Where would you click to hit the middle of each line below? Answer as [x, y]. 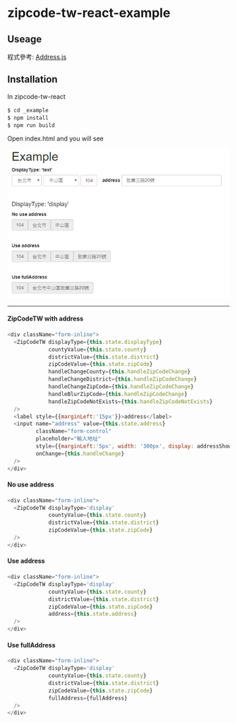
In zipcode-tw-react [36, 96]
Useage [25, 39]
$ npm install [28, 118]
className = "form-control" [74, 431]
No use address [31, 484]
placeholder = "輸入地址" [68, 439]
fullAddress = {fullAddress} [88, 698]
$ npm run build [31, 125]
